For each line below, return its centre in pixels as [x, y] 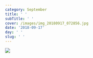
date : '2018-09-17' [25, 28]
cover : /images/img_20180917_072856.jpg [47, 23]
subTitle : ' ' [20, 19]
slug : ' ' [15, 37]
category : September [26, 10]
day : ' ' [14, 32]
